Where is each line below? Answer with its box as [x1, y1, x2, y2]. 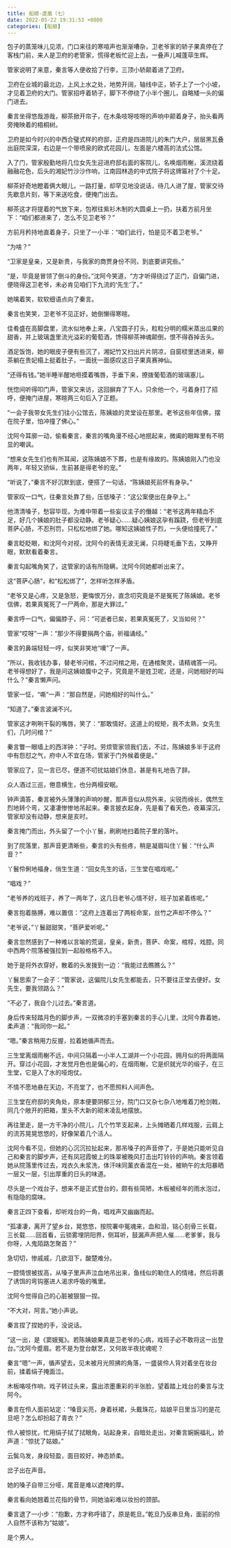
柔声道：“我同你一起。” [7, 1022, 70, 1030]
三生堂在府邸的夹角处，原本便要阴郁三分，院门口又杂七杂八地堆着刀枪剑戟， [7, 1098, 224, 1106]
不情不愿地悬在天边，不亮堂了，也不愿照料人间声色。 [7, 1083, 158, 1092]
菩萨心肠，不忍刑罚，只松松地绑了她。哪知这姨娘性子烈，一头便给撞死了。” [7, 524, 218, 533]
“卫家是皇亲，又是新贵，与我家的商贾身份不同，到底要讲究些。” [7, 257, 184, 265]
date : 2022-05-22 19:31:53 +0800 [7, 16, 103, 23]
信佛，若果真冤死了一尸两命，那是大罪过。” [7, 600, 128, 608]
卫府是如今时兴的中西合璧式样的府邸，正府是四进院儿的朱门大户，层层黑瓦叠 [7, 135, 224, 144]
